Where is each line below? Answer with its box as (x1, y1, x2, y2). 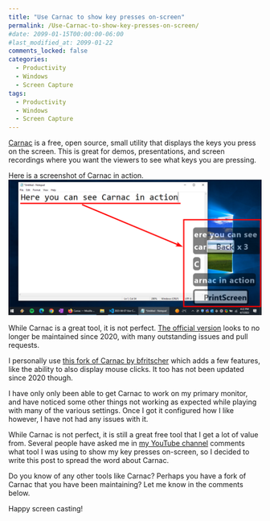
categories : (8, 56, 48, 64)
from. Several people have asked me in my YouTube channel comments (8, 438, 245, 448)
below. (8, 488, 31, 498)
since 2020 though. (8, 373, 74, 382)
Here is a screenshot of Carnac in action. (8, 171, 145, 180)
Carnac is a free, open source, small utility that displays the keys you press (8, 138, 256, 148)
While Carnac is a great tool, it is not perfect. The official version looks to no (8, 323, 260, 333)
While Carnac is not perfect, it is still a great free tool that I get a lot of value (8, 429, 259, 439)
